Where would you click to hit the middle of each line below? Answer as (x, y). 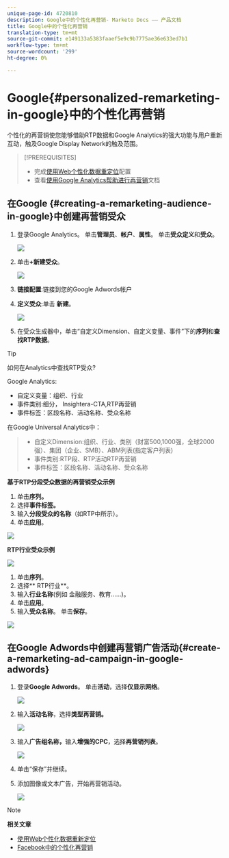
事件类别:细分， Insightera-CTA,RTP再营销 (77, 404)
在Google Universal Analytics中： (54, 427)
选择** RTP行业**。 (45, 585)
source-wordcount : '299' (42, 52)
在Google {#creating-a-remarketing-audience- (109, 204)
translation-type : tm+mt (42, 33)
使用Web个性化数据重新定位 (56, 839)
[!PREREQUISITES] (50, 157)
